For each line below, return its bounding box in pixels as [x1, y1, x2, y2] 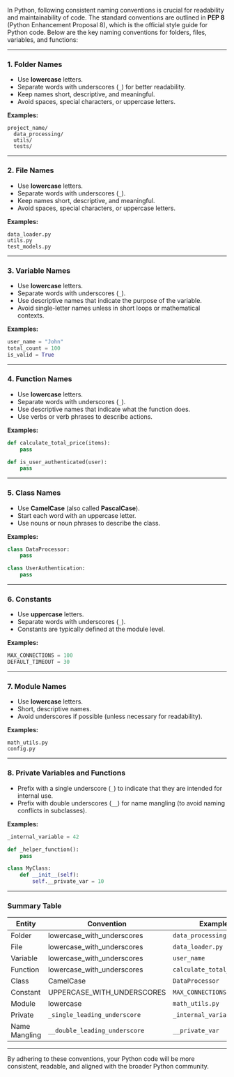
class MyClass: [7, 865, 52, 872]
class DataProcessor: [7, 546, 70, 553]
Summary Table [7, 900, 62, 910]
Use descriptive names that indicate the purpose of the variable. [17, 296, 202, 304]
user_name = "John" [7, 338, 64, 345]
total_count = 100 [7, 345, 61, 352]
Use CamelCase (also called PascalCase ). [17, 504, 141, 512]
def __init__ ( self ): [19, 872, 79, 879]
